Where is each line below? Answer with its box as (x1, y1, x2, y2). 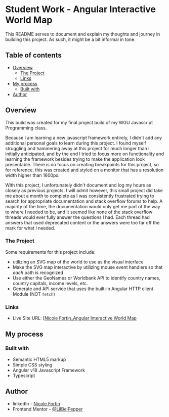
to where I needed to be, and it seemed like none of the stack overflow (5, 209, 153, 215)
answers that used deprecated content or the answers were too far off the (5, 219, 160, 225)
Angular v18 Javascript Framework (12, 367, 85, 373)
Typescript (12, 373, 35, 379)
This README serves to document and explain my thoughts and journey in (5, 31, 160, 37)
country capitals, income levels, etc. (12, 280, 88, 286)
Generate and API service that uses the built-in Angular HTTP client (12, 286, 153, 292)
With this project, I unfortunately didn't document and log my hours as (5, 182, 152, 188)
